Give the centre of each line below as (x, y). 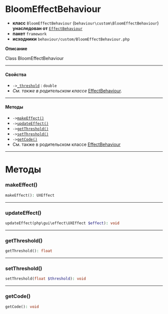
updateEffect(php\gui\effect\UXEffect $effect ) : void (62, 223)
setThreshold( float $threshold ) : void (45, 279)
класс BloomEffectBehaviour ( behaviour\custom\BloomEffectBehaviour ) (85, 23)
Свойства (16, 74)
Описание (16, 48)
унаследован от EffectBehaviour (47, 28)
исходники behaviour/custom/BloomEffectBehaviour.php (71, 39)
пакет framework (29, 33)
